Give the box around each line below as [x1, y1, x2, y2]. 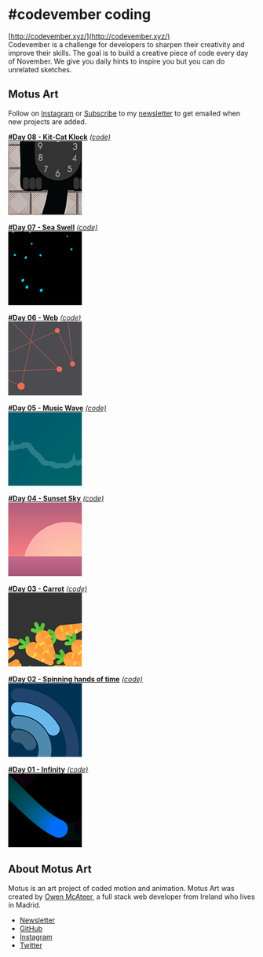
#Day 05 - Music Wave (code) [8, 403, 108, 412]
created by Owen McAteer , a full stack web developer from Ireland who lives [8, 892, 255, 901]
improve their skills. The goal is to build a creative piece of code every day [8, 48, 249, 57]
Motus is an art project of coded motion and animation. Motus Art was [8, 883, 235, 893]
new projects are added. [8, 116, 87, 126]
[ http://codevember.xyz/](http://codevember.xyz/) [8, 31, 170, 41]
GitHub [19, 923, 43, 933]
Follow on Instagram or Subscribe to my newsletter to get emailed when [8, 108, 241, 118]
